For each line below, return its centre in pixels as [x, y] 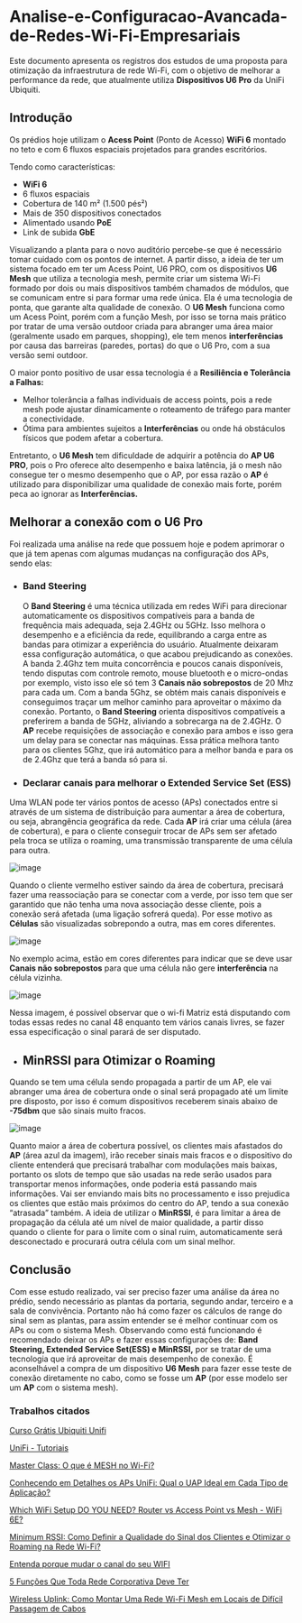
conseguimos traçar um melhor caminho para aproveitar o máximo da [152, 702]
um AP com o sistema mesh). [64, 1388]
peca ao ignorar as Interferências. [73, 493]
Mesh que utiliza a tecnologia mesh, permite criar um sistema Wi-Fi [135, 278]
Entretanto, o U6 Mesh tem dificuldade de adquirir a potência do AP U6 [142, 455]
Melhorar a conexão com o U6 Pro [106, 522]
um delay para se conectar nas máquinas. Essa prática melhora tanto [151, 740]
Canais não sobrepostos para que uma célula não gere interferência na [144, 968]
